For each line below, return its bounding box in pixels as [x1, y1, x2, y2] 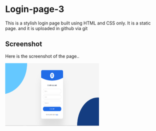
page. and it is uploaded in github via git [5, 25, 88, 31]
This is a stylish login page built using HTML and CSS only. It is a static [5, 20, 151, 26]
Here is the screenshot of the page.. [5, 53, 79, 59]
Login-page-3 [5, 3, 64, 15]
